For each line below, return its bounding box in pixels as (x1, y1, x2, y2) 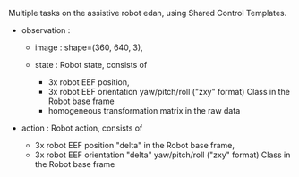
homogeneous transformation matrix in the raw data (47, 105, 241, 115)
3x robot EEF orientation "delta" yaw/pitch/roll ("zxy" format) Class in (34, 149, 291, 160)
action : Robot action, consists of (21, 122, 143, 133)
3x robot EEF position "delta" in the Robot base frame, (34, 140, 235, 150)
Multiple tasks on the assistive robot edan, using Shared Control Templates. (8, 8, 287, 18)
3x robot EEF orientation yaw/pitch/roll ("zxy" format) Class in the (47, 87, 290, 97)
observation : (21, 25, 71, 35)
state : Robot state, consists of (34, 60, 148, 70)
